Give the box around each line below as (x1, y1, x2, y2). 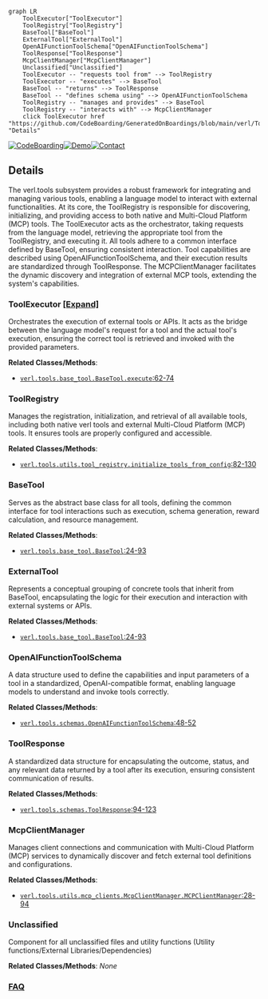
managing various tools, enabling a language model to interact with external (8, 193, 258, 203)
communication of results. (8, 773, 94, 783)
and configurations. (8, 859, 73, 869)
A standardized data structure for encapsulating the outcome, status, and (8, 756, 250, 766)
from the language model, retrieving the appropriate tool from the (8, 227, 223, 237)
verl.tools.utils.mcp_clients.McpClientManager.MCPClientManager (19, 892, 242, 900)
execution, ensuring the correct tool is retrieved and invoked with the (8, 334, 235, 343)
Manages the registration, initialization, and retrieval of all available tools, (8, 411, 247, 421)
